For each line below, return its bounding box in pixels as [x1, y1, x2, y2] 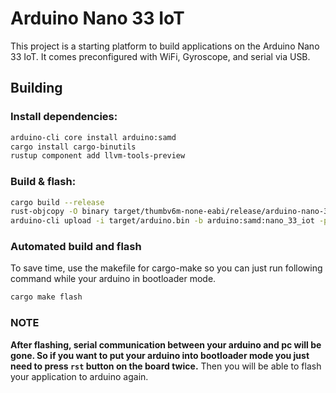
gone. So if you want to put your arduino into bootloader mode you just [10, 349, 310, 361]
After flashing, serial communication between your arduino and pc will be [10, 338, 322, 351]
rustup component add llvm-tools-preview [10, 151, 186, 161]
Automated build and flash [10, 240, 142, 254]
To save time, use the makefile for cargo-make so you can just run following [10, 262, 323, 274]
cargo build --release [10, 197, 105, 207]
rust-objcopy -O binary [10, 207, 110, 217]
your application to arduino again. [10, 370, 149, 382]
